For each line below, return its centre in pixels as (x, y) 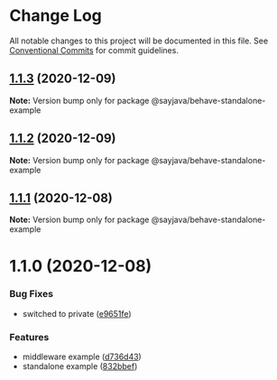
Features (29, 337)
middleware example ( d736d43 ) (82, 357)
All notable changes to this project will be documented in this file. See (139, 41)
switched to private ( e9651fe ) (77, 313)
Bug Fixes (32, 294)
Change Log (55, 16)
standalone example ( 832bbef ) (80, 366)
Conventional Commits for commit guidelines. (94, 50)
